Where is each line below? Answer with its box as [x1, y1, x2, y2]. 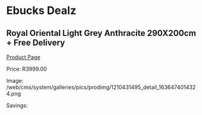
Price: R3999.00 [6, 65, 47, 72]
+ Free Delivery [6, 37, 66, 47]
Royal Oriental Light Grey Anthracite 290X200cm [6, 28, 197, 38]
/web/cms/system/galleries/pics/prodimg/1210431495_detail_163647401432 [6, 83, 196, 91]
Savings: [6, 102, 29, 109]
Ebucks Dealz [6, 4, 77, 18]
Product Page [6, 54, 41, 61]
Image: [6, 77, 24, 84]
